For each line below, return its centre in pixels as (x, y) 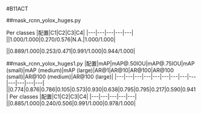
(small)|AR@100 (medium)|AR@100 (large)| (60, 77)
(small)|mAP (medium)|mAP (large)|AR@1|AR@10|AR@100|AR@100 (90, 70)
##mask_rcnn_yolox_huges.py (44, 20)
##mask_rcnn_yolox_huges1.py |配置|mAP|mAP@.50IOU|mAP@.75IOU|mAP (100, 63)
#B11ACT (17, 9)
